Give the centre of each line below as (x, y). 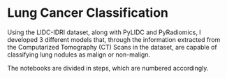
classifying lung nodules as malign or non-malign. (79, 55)
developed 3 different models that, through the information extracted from (114, 39)
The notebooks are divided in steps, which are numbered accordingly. (108, 68)
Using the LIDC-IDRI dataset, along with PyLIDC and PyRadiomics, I (104, 32)
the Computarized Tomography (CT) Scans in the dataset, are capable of (112, 47)
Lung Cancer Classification (88, 13)
